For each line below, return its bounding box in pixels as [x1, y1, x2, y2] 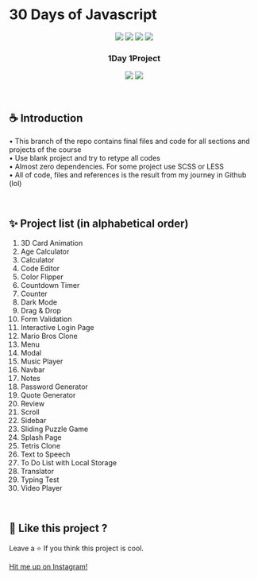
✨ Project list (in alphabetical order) [9, 217, 189, 231]
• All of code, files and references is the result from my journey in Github [9, 170, 247, 180]
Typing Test [20, 475, 60, 484]
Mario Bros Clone [20, 331, 78, 340]
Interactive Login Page [20, 322, 94, 332]
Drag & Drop [20, 305, 62, 315]
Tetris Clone [20, 441, 61, 450]
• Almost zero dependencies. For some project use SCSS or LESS [9, 161, 225, 172]
